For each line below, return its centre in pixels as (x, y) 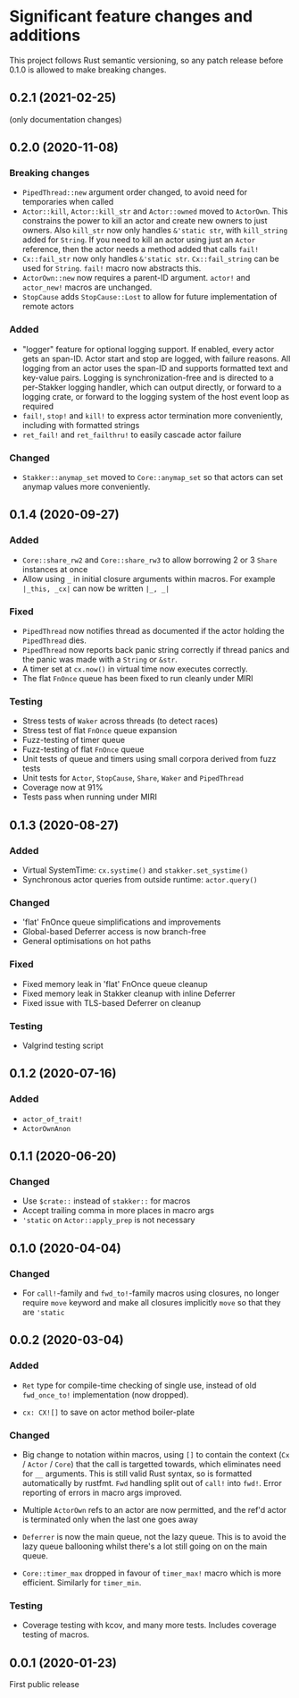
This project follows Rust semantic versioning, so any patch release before (146, 60)
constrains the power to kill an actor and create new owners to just (145, 221)
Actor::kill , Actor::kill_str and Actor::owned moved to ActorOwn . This (155, 211)
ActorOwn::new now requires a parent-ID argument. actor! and (136, 278)
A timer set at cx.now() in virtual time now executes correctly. (135, 669)
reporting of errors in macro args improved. (102, 1492)
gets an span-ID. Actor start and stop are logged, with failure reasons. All (156, 359)
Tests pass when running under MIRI (90, 797)
